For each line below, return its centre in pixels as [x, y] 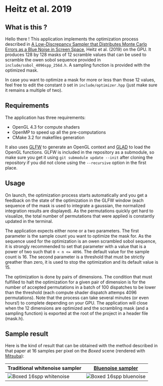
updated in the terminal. [29, 221]
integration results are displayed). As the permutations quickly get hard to [79, 211]
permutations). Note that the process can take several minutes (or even [77, 298]
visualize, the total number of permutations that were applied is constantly [80, 216]
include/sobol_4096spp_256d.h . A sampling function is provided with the [78, 65]
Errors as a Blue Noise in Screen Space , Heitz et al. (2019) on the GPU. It [78, 49]
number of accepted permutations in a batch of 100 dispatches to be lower [81, 287]
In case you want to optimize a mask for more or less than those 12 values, [80, 80]
